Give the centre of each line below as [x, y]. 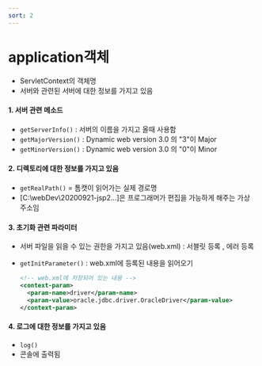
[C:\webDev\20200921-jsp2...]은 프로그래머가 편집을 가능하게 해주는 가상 [135, 197]
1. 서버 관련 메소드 [36, 110]
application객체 [59, 57]
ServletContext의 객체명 [58, 81]
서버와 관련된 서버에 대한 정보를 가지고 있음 [86, 90]
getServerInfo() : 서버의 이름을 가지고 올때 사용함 [98, 129]
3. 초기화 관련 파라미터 [43, 227]
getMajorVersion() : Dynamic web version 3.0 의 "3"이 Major [118, 139]
